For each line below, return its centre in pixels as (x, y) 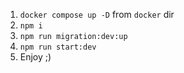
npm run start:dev (58, 47)
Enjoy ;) (35, 57)
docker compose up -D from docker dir (97, 14)
